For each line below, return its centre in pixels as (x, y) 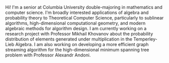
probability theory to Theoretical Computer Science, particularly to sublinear (84, 18)
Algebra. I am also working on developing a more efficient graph (82, 44)
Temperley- (145, 39)
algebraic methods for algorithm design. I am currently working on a (76, 28)
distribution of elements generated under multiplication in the (69, 39)
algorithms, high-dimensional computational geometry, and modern (75, 23)
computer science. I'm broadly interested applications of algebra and (77, 12)
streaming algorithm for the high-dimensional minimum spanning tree (77, 50)
